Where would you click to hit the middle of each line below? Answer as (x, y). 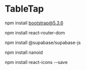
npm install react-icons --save (36, 62)
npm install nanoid (24, 52)
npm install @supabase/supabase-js (43, 42)
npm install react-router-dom (35, 32)
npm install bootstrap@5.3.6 (34, 23)
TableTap (24, 9)
